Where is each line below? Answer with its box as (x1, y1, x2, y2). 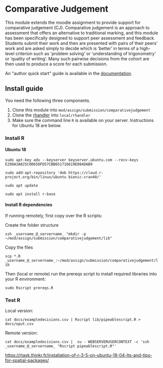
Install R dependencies (5, 202, 53, 208)
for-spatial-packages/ (5, 357, 49, 364)
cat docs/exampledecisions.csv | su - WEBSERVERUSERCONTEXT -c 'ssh (5, 340, 150, 345)
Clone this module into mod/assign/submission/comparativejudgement (12, 107, 150, 113)
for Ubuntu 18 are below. (12, 122, 62, 128)
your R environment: (5, 276, 46, 282)
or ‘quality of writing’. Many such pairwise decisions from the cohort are (5, 56, 150, 61)
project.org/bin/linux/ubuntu (5, 174, 67, 179)
